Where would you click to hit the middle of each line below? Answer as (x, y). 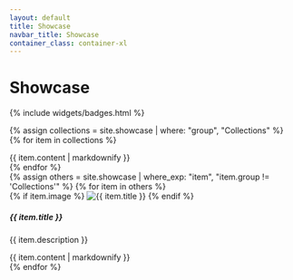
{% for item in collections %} (63, 140)
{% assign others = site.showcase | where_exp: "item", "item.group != (140, 177)
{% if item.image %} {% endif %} (102, 197)
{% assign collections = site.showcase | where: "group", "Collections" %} (146, 130)
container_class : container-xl (68, 43)
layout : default (40, 18)
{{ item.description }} (49, 240)
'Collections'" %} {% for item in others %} (88, 187)
